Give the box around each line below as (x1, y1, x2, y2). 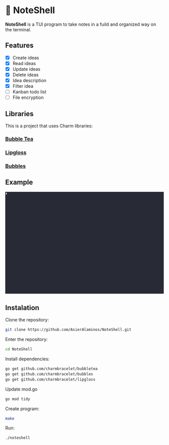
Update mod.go (5, 386, 38, 392)
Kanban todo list (12, 89, 47, 95)
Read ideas (12, 60, 36, 66)
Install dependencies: (5, 356, 50, 362)
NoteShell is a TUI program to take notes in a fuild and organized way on (5, 21, 156, 27)
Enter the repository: (5, 337, 48, 343)
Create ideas (12, 54, 39, 61)
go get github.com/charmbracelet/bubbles (5, 371, 94, 376)
